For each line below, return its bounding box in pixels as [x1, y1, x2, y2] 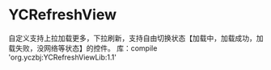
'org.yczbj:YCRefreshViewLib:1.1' [8, 52, 117, 62]
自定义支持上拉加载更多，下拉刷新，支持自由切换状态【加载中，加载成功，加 [8, 33, 264, 43]
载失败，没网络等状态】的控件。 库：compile [8, 43, 158, 53]
